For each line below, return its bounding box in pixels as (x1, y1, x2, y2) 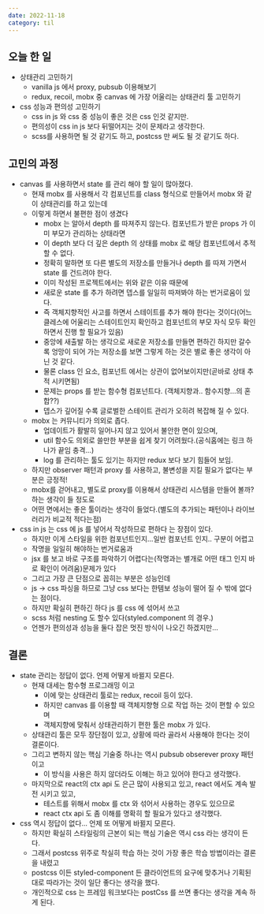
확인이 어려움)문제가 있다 (39, 564, 117, 573)
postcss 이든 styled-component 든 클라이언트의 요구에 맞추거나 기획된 (31, 867, 252, 877)
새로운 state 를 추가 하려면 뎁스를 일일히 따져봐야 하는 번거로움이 (43, 288, 243, 297)
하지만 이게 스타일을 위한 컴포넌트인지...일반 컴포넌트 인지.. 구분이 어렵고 (31, 534, 255, 544)
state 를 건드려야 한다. (43, 268, 112, 278)
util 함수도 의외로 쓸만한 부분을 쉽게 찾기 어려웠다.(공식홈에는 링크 (43, 435, 245, 446)
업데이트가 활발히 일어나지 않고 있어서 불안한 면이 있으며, (43, 426, 218, 435)
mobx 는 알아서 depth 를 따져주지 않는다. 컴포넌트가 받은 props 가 (43, 218, 248, 229)
